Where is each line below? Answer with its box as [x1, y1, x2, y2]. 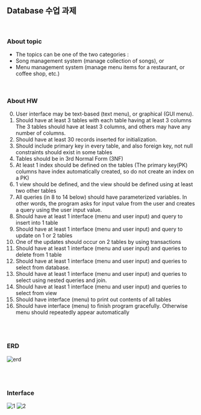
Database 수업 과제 [7, 5, 77, 16]
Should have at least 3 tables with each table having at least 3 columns [15, 117, 192, 124]
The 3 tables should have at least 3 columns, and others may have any [15, 123, 191, 131]
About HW [7, 97, 38, 105]
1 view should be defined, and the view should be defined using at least [15, 181, 193, 188]
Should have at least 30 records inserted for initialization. [15, 136, 158, 143]
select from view [15, 290, 57, 297]
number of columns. [15, 129, 66, 137]
